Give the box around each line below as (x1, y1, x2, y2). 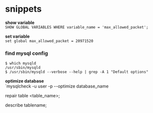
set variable (5, 33, 30, 39)
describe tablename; (5, 102, 47, 108)
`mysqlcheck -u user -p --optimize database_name (5, 83, 109, 89)
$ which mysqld (5, 61, 36, 66)
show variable (5, 20, 35, 25)
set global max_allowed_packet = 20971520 (5, 38, 93, 44)
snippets (5, 3, 42, 15)
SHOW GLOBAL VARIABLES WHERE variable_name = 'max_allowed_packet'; (5, 24, 149, 30)
